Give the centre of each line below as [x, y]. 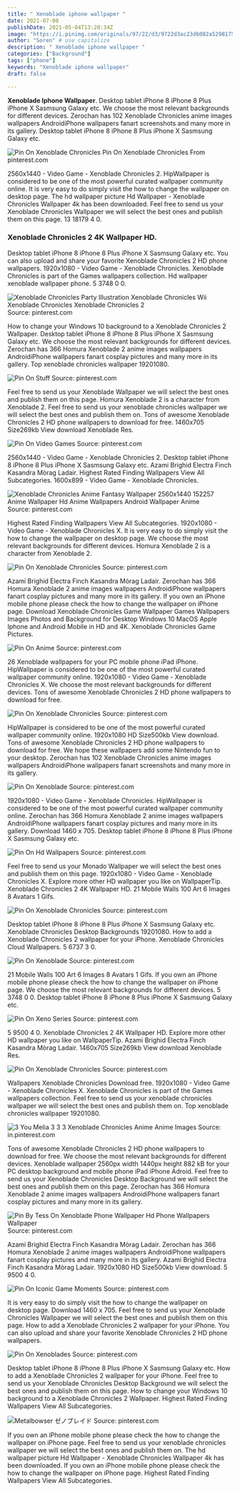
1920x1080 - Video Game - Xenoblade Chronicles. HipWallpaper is [105, 800]
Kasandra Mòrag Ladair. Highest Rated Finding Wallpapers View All [106, 473]
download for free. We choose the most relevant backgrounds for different [117, 1156]
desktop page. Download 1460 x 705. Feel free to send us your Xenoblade [116, 1310]
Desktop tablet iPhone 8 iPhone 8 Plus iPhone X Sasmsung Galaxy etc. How [119, 1368]
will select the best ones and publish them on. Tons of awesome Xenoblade [119, 414]
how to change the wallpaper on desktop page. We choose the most [108, 538]
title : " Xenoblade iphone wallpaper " [67, 14]
